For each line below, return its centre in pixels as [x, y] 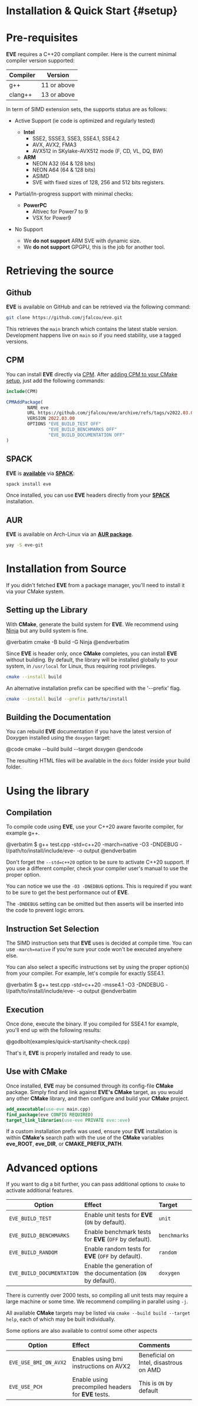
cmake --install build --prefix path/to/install [67, 699]
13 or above [58, 95]
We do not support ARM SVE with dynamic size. [82, 241]
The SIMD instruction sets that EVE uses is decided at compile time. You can [99, 943]
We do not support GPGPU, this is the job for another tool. [94, 247]
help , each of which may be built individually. [61, 1319]
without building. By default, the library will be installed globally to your [92, 659]
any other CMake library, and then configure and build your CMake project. [98, 1098]
